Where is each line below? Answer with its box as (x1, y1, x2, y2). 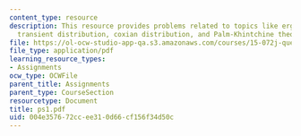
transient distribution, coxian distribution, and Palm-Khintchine (17, 30, 275, 38)
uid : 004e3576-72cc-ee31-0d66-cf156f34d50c (9, 113, 175, 122)
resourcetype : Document (9, 96, 99, 106)
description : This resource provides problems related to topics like (9, 21, 279, 30)
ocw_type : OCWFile (9, 72, 78, 81)
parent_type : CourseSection (9, 88, 115, 97)
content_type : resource (9, 13, 99, 22)
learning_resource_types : (9, 55, 106, 64)
